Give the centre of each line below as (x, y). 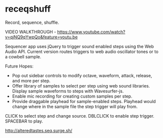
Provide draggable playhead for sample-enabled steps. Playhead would (84, 101)
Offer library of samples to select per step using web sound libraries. (81, 86)
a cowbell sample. (23, 56)
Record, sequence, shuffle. (32, 22)
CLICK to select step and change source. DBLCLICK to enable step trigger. (80, 116)
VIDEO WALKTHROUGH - (31, 32)
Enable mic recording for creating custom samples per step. (72, 96)
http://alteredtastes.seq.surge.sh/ (39, 130)
